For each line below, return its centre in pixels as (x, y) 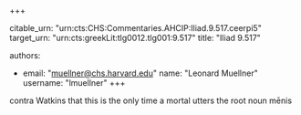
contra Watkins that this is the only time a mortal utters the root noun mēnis (151, 100)
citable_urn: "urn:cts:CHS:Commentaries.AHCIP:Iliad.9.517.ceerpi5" (135, 28)
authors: (25, 55)
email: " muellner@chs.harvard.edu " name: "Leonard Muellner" (140, 73)
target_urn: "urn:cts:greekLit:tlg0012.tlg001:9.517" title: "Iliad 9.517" (135, 38)
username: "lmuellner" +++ (74, 83)
